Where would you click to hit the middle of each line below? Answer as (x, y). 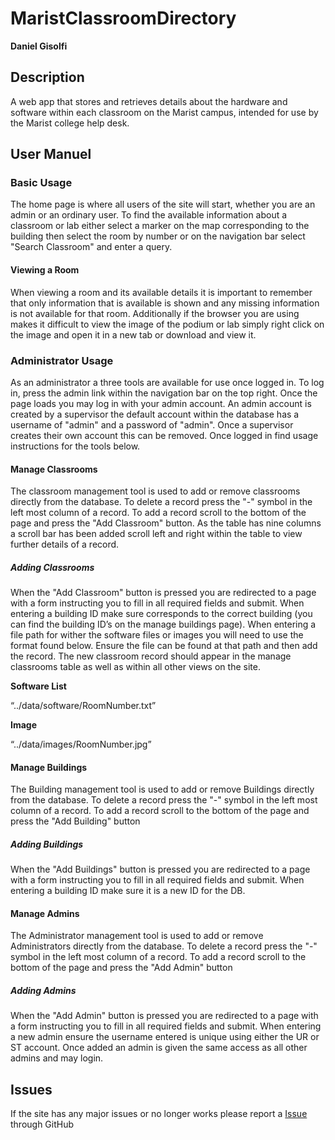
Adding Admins (43, 991)
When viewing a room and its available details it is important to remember (161, 292)
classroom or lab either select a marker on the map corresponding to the (160, 226)
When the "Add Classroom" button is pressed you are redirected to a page (163, 593)
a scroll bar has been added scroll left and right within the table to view (156, 534)
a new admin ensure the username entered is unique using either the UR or (165, 1037)
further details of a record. (65, 544)
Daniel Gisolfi (39, 46)
